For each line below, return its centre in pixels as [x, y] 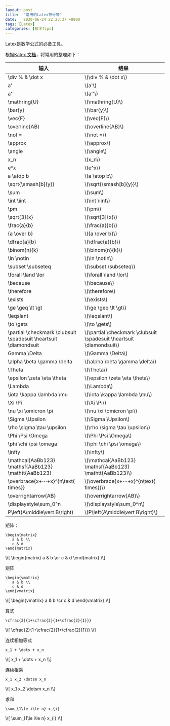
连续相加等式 [18, 640]
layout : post [19, 10]
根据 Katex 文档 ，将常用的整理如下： [43, 55]
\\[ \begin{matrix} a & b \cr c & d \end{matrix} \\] [55, 558]
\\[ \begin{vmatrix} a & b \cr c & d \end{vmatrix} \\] [58, 600]
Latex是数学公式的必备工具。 [35, 44]
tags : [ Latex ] [20, 24]
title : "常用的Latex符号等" [34, 15]
